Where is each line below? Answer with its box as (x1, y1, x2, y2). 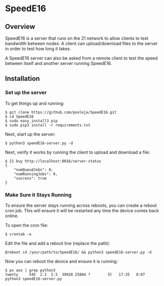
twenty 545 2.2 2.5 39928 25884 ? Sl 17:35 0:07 (5, 272, 145, 277)
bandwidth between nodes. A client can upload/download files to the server (5, 41, 158, 46)
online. (5, 213, 19, 219)
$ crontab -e (5, 232, 32, 237)
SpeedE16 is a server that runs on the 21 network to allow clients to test (5, 35, 149, 41)
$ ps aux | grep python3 (5, 267, 56, 273)
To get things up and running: (5, 100, 64, 106)
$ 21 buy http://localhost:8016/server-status (5, 158, 102, 164)
